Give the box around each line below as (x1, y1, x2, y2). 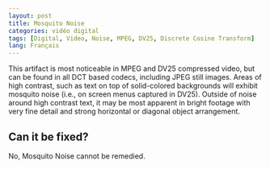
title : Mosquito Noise (8, 19, 85, 27)
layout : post (8, 11, 53, 20)
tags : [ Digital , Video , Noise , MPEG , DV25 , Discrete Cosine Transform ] (8, 34, 255, 43)
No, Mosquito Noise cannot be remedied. (8, 150, 146, 161)
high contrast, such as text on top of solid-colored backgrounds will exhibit (8, 81, 259, 91)
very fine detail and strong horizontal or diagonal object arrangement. (8, 106, 241, 117)
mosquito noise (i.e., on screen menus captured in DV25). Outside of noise (8, 89, 257, 99)
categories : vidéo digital (8, 27, 99, 35)
